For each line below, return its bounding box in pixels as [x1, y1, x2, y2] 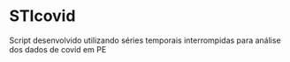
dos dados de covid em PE [9, 44, 107, 54]
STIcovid [9, 6, 76, 26]
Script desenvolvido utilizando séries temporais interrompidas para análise [9, 35, 281, 45]
